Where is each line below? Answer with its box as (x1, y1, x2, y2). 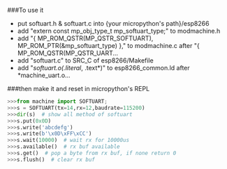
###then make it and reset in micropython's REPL (7, 85, 150, 92)
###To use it (7, 6, 44, 14)
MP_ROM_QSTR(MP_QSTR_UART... (17, 49, 119, 57)
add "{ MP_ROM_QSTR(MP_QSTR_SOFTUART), (17, 34, 154, 42)
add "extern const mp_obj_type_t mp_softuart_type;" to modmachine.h (17, 27, 221, 35)
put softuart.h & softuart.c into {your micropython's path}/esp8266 (17, 19, 210, 27)
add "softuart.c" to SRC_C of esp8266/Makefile (17, 56, 154, 65)
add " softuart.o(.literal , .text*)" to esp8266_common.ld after (17, 64, 190, 72)
